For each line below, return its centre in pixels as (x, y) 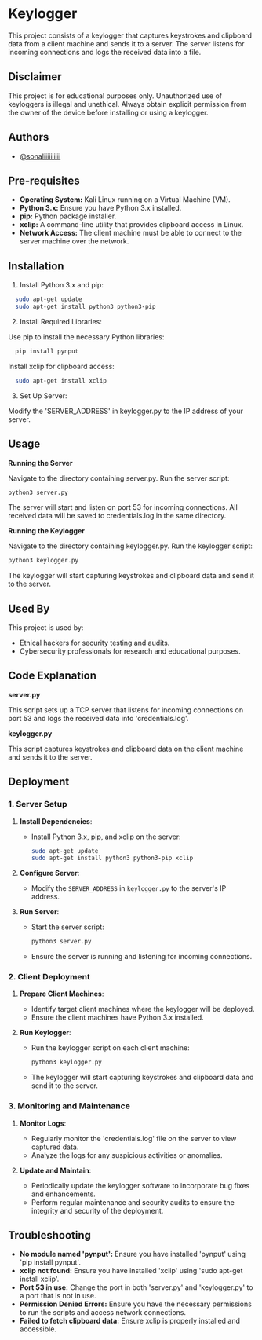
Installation (36, 266)
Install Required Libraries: (60, 321)
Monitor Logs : (43, 1123)
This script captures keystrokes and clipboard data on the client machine (126, 749)
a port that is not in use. (58, 1296)
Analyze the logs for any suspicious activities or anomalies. (127, 1155)
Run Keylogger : (45, 1033)
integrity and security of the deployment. (97, 1210)
